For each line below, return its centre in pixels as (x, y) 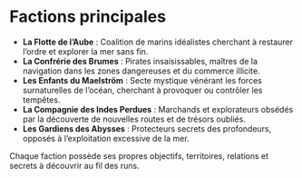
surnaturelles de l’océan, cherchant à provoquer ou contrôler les (142, 90)
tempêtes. (41, 99)
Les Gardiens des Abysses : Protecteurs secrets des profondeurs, (147, 128)
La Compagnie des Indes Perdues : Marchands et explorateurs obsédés (158, 109)
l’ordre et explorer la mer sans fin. (85, 51)
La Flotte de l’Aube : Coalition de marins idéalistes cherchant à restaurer (157, 42)
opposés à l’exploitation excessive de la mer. (106, 138)
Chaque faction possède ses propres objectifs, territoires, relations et (139, 155)
